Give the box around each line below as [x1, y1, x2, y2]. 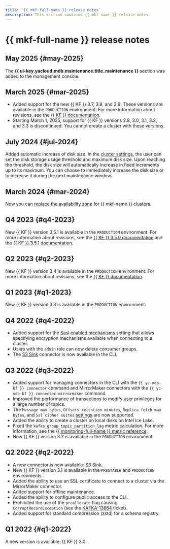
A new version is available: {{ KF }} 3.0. [5, 538, 87, 544]
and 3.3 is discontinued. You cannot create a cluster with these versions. [12, 123, 165, 129]
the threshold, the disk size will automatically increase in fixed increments [5, 162, 159, 168]
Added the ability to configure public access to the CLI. [12, 494, 128, 500]
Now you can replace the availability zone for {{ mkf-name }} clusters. [5, 201, 152, 207]
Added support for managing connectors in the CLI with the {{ [12, 379, 143, 385]
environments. [12, 472, 43, 478]
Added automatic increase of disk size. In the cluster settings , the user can [5, 151, 162, 157]
